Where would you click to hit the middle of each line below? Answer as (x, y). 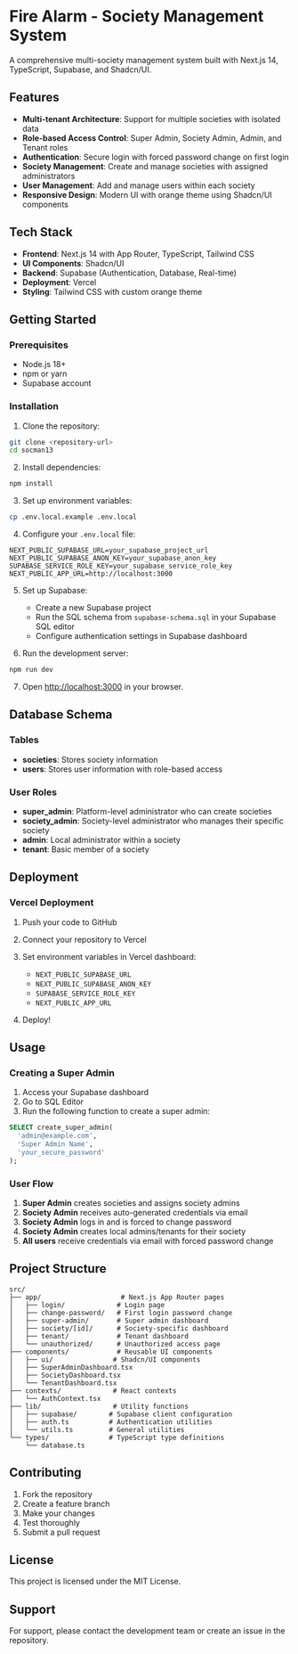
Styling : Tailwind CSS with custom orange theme (112, 291)
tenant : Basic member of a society (85, 849)
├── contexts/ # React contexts (93, 1391)
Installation (34, 406)
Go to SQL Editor (53, 1101)
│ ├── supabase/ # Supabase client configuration (121, 1414)
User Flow (32, 1183)
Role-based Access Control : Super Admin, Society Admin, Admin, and (152, 138)
